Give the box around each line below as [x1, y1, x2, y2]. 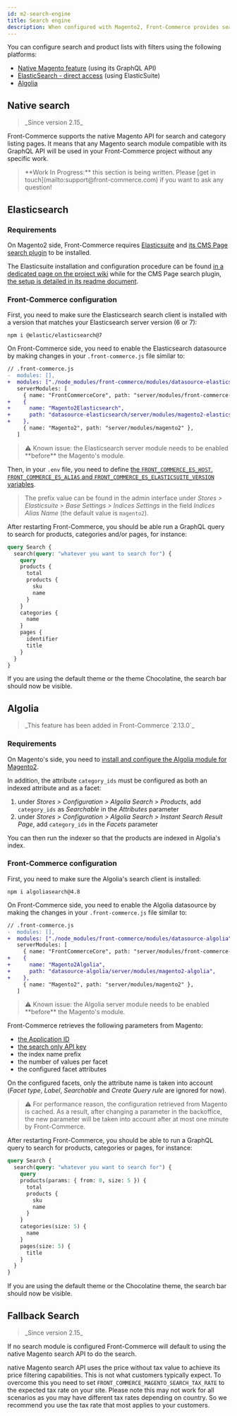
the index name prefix [17, 1050, 81, 1059]
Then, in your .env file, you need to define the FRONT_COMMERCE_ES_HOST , [7, 465, 213, 473]
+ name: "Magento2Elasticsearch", [7, 405, 125, 412]
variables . [7, 480, 36, 488]
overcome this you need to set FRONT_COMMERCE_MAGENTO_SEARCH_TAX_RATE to [7, 1379, 225, 1387]
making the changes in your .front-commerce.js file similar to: [7, 908, 188, 917]
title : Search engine [7, 17, 71, 24]
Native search [7, 100, 71, 112]
